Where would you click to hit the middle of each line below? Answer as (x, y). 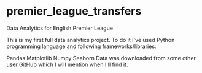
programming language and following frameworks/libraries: (81, 46)
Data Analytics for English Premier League (60, 28)
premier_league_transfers (74, 11)
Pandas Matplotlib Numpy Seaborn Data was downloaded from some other (101, 58)
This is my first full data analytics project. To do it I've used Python (91, 40)
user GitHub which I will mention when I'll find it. (67, 64)
